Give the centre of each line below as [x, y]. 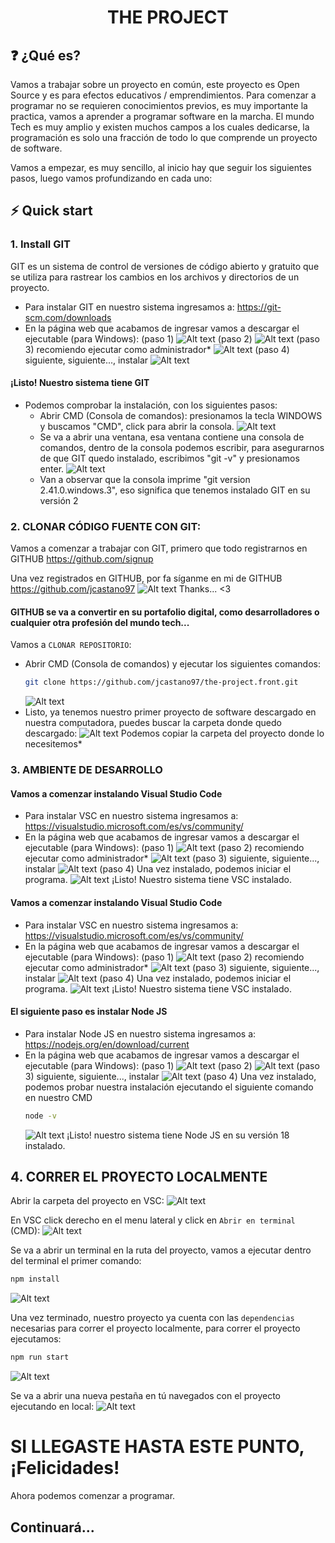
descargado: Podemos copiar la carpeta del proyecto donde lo [174, 733]
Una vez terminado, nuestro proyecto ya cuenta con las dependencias [152, 1318]
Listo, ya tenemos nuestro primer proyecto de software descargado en [170, 712]
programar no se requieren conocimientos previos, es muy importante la [159, 105]
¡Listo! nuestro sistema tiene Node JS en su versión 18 [178, 1135]
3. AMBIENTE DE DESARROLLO [86, 770]
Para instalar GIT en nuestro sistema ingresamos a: [129, 307]
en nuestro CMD [58, 1097]
